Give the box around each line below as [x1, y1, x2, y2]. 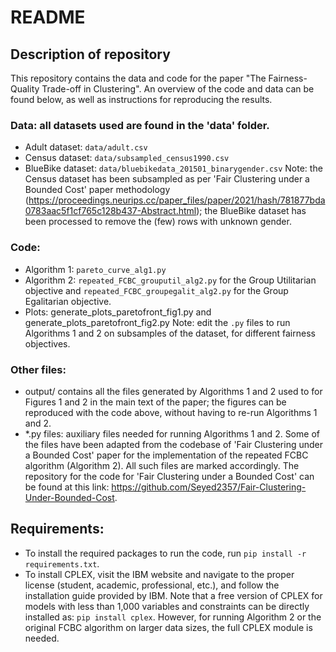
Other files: [10, 362, 67, 376]
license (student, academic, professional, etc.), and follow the [24, 579, 280, 591]
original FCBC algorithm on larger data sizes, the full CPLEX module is [24, 621, 313, 633]
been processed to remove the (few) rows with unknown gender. [24, 216, 292, 228]
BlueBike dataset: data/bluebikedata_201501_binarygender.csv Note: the [24, 162, 323, 175]
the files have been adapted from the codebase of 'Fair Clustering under [24, 438, 324, 450]
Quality [10, 83, 40, 95]
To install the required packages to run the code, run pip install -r [24, 547, 307, 559]
